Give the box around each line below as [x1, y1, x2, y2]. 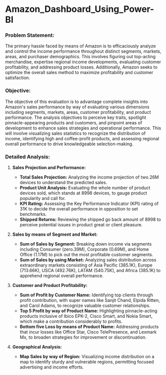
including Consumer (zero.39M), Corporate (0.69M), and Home [19, 246, 149, 252]
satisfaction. [5, 75, 31, 81]
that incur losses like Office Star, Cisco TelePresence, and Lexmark [19, 329, 157, 335]
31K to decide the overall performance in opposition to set [19, 206, 138, 212]
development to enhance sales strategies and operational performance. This [5, 125, 162, 131]
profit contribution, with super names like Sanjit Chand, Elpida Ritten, [19, 297, 160, 303]
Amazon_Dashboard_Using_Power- [5, 3, 155, 15]
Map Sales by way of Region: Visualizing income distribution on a [19, 354, 155, 360]
